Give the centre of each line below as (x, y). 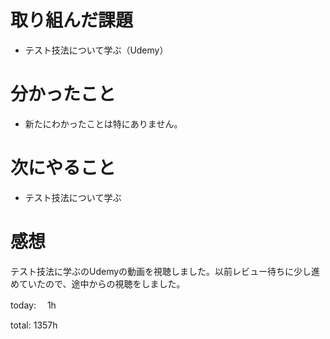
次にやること (63, 168)
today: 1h (33, 305)
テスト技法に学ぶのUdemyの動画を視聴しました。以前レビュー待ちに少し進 (165, 271)
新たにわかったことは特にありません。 (103, 123)
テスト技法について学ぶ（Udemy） (96, 50)
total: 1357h (34, 325)
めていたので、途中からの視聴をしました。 (98, 283)
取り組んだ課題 (72, 20)
